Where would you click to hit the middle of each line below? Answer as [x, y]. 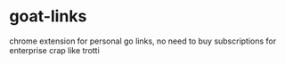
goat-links [48, 16]
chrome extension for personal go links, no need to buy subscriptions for [143, 41]
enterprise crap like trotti [54, 50]
